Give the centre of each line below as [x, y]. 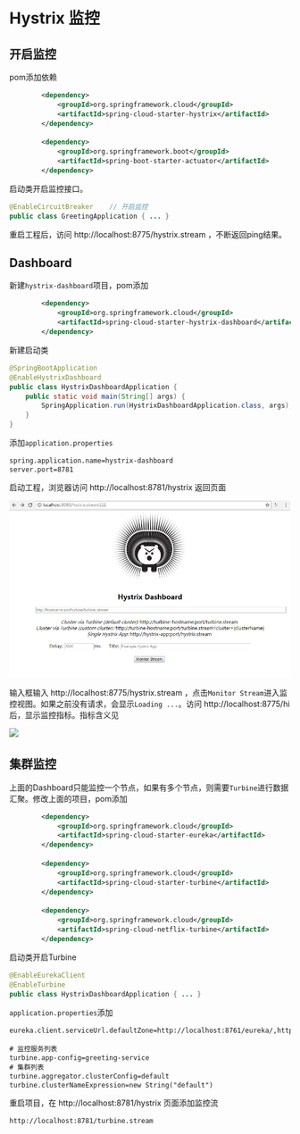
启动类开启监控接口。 [48, 188]
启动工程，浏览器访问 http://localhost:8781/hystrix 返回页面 [117, 488]
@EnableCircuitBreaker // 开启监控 [79, 206]
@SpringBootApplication [54, 368]
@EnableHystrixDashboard [55, 377]
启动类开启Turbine [43, 957]
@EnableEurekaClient [48, 975]
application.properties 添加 [61, 1012]
